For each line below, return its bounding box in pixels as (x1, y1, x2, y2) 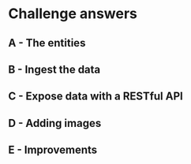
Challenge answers (8, 5, 138, 23)
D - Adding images (8, 116, 102, 130)
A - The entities (8, 36, 86, 50)
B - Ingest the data (8, 62, 101, 76)
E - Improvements (8, 143, 98, 157)
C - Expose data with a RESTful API (8, 90, 183, 103)
